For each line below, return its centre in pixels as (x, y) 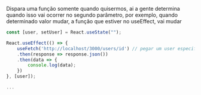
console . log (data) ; (52, 65)
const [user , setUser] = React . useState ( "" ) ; (64, 32)
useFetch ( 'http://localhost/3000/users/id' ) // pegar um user (96, 48)
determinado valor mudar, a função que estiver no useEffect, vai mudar (94, 21)
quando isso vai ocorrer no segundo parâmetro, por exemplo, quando (92, 15)
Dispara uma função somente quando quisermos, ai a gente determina (93, 9)
